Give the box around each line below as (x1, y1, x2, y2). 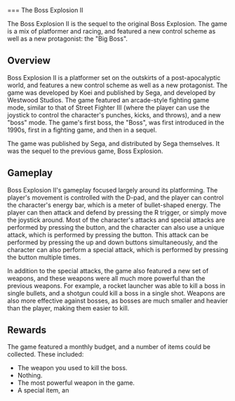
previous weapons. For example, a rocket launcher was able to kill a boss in (7, 281, 226, 290)
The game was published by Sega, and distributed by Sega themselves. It (7, 139, 220, 147)
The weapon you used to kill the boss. (17, 364, 128, 372)
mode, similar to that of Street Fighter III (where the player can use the (7, 103, 210, 112)
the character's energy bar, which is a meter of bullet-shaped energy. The (7, 200, 221, 209)
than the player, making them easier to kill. (7, 303, 130, 312)
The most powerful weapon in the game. (17, 379, 135, 387)
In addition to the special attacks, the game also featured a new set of (7, 266, 209, 275)
